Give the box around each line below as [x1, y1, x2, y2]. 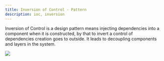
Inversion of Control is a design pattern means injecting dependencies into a [5, 25, 160, 31]
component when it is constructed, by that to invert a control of [5, 30, 133, 36]
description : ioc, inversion [5, 12, 65, 17]
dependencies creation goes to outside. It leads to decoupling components [5, 35, 157, 42]
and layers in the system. [5, 41, 56, 47]
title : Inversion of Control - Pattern [5, 7, 87, 12]
